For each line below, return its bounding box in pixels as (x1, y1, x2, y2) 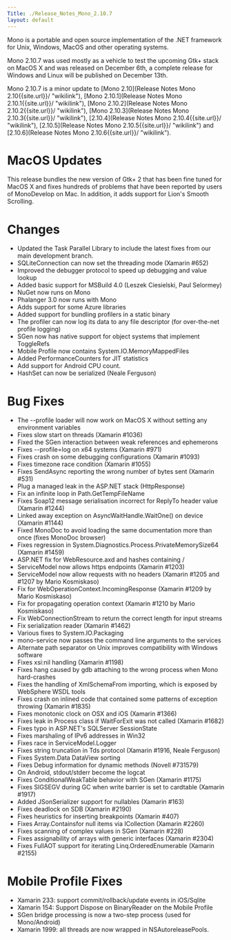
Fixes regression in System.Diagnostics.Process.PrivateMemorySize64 (17, 541, 219, 549)
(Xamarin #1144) (17, 519, 64, 527)
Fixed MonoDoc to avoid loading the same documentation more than (17, 526, 212, 535)
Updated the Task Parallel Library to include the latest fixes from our (17, 244, 212, 253)
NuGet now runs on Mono (17, 288, 91, 297)
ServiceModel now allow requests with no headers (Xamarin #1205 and (17, 570, 220, 579)
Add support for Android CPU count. (17, 362, 121, 370)
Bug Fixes (7, 393, 65, 409)
